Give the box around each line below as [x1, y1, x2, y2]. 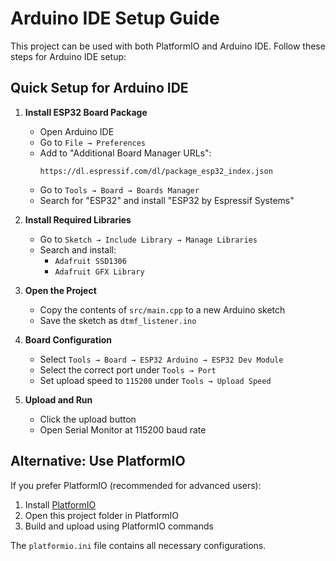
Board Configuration [24, 333, 112, 346]
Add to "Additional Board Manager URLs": [39, 147, 212, 159]
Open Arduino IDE [39, 125, 115, 137]
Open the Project [24, 284, 97, 296]
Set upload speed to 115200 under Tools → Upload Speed [39, 374, 272, 386]
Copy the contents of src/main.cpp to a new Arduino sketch [39, 303, 286, 316]
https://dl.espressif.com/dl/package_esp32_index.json [39, 166, 273, 176]
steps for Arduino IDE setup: [10, 50, 127, 62]
